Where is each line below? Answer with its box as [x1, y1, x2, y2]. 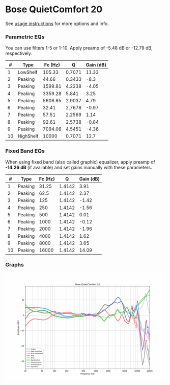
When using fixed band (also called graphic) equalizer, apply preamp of [5, 159, 155, 165]
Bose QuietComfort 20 [5, 4, 103, 15]
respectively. [5, 50, 32, 57]
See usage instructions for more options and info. [5, 20, 109, 27]
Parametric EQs [5, 33, 45, 40]
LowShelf [17, 69, 38, 75]
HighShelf [17, 133, 39, 139]
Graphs [5, 261, 24, 268]
